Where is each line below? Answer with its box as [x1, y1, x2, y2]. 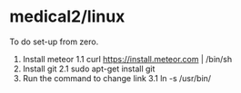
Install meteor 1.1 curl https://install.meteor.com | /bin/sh [22, 53, 233, 64]
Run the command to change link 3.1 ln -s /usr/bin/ [22, 72, 212, 83]
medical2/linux [9, 6, 126, 27]
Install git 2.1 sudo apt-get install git [22, 63, 156, 74]
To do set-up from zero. [9, 36, 99, 47]
